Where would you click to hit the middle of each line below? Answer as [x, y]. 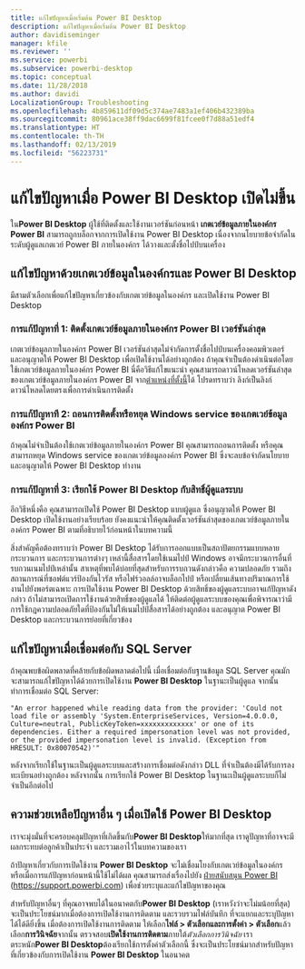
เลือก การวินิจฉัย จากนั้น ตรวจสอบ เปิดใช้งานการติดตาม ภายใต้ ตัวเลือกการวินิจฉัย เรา [132, 934]
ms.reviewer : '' [41, 52]
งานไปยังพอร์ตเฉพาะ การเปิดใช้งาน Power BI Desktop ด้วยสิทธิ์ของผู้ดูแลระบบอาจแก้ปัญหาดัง [153, 589]
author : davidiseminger [55, 35]
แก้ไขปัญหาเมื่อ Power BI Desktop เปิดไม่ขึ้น [153, 198]
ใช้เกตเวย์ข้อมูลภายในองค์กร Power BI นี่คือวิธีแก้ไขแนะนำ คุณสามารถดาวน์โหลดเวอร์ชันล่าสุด [151, 369]
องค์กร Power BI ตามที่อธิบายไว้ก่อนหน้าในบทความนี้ [92, 530]
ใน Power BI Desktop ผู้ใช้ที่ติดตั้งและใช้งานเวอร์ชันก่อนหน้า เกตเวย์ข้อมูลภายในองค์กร [143, 224]
